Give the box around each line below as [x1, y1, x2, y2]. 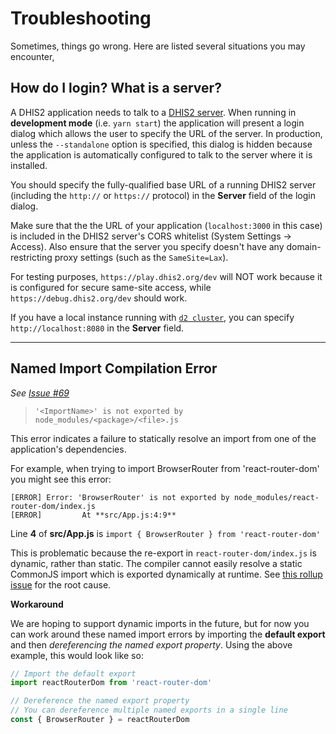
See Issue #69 [10, 387, 70, 399]
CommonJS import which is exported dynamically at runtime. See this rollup [10, 568, 323, 580]
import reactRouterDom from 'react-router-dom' [10, 678, 213, 688]
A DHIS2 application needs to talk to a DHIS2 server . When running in [10, 106, 297, 118]
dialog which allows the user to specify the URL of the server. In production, [10, 127, 323, 139]
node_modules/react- [233, 492, 320, 502]
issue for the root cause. [10, 578, 112, 591]
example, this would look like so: [10, 649, 144, 661]
